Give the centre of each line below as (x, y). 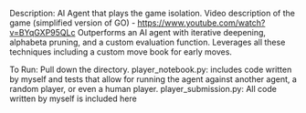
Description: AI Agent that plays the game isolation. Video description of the (152, 13)
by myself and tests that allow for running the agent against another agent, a (153, 79)
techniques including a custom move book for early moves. (121, 52)
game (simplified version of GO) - (73, 23)
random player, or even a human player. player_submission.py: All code (143, 89)
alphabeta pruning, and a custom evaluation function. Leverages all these (148, 42)
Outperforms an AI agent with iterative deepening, (172, 32)
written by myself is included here (73, 98)
